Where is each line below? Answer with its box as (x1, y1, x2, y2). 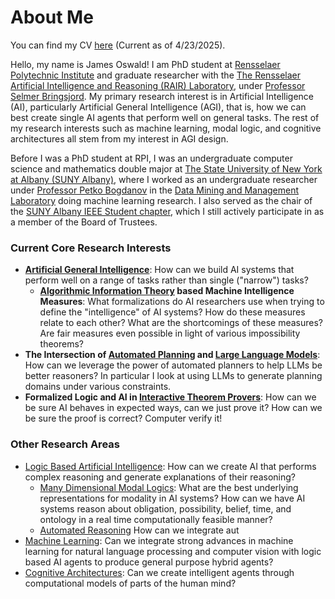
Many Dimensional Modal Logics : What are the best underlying (39, 481, 299, 493)
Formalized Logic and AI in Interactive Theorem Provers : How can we (24, 391, 317, 403)
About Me (10, 6, 94, 29)
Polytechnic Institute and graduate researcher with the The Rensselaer (10, 69, 302, 81)
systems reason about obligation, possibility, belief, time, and (39, 502, 292, 515)
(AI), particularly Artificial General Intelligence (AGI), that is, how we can (10, 101, 307, 113)
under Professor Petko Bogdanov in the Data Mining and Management (10, 184, 300, 196)
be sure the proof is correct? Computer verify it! (24, 412, 223, 425)
